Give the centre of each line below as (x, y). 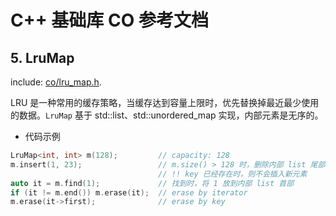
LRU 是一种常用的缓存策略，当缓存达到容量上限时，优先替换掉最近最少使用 (165, 102)
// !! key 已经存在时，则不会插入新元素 (233, 174)
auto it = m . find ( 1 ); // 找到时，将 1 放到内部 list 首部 (152, 183)
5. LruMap (42, 57)
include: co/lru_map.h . (56, 82)
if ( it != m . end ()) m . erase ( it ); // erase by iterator (129, 192)
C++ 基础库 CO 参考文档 (109, 20)
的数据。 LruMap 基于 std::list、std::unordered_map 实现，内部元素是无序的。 (167, 115)
